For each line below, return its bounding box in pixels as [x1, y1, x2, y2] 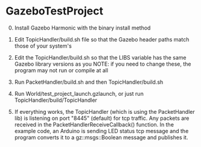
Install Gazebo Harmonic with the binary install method [14, 24, 151, 31]
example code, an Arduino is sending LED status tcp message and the [14, 127, 189, 134]
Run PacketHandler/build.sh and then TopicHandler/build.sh [14, 78, 164, 86]
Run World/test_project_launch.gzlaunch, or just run [14, 90, 144, 97]
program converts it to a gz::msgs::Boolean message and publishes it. [14, 134, 188, 141]
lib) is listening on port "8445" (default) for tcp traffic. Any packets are [14, 114, 190, 122]
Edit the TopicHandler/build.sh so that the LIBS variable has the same [14, 54, 187, 61]
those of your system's [14, 42, 72, 49]
